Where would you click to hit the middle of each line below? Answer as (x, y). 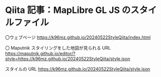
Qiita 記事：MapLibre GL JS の (68, 10)
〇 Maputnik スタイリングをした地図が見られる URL (58, 48)
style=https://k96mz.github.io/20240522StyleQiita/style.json (68, 59)
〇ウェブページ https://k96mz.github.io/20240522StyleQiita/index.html (78, 37)
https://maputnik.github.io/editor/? (40, 53)
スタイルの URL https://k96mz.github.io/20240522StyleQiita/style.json (78, 69)
